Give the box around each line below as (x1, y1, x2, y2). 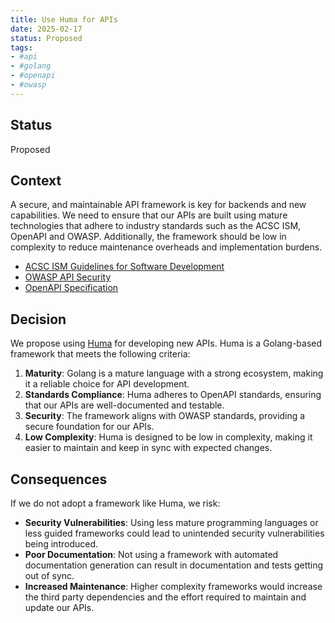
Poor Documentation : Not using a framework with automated (24, 549, 279, 560)
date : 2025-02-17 (10, 24, 83, 34)
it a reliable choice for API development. (24, 378, 190, 390)
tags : (10, 42, 33, 53)
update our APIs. (24, 602, 95, 613)
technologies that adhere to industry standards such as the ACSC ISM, (10, 220, 302, 232)
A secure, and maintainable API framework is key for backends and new (10, 199, 307, 211)
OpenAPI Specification (24, 282, 119, 294)
